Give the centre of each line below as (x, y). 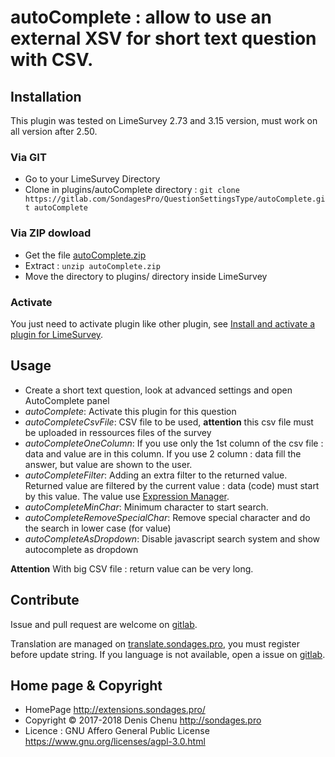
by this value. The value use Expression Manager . (127, 496)
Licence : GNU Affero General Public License (117, 731)
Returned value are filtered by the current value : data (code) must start (172, 485)
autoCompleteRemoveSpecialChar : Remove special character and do (167, 517)
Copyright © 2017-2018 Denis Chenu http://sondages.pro (143, 720)
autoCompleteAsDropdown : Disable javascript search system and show (172, 538)
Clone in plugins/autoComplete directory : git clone (132, 190)
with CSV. (52, 60)
